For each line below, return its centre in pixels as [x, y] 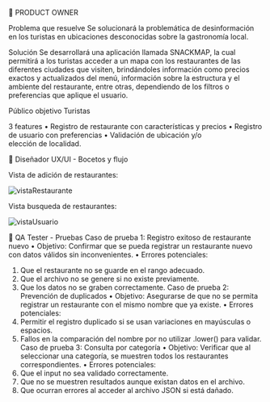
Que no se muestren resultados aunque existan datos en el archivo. [132, 382]
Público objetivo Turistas [49, 111]
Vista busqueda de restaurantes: [63, 206]
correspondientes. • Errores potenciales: [88, 364]
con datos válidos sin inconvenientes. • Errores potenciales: [108, 255]
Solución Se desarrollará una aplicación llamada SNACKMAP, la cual [122, 52]
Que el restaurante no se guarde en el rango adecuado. [112, 270]
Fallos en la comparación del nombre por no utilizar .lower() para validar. [141, 339]
